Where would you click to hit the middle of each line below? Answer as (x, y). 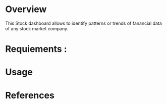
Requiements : (36, 49)
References (30, 95)
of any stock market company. (37, 28)
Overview (26, 9)
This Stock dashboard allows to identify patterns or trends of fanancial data (84, 23)
